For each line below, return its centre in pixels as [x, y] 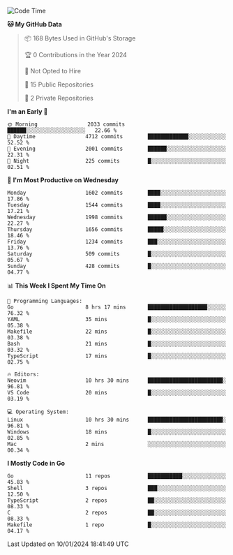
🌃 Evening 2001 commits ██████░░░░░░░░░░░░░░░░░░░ [117, 149]
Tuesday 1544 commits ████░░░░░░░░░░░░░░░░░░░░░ [117, 205]
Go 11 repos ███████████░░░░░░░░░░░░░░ [117, 476]
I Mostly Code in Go [36, 463]
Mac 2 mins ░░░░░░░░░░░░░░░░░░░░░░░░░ [117, 444]
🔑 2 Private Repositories [59, 98]
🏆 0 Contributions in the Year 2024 [76, 55]
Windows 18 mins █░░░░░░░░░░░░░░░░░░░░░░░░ [117, 432]
